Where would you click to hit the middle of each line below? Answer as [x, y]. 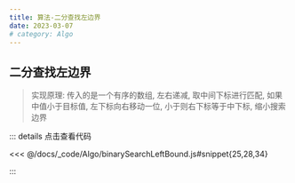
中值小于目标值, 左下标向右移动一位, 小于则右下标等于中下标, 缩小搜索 [158, 107]
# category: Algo [41, 34]
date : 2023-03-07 [41, 26]
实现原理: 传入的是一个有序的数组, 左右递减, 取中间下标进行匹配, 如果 [156, 95]
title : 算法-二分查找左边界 [55, 17]
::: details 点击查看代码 [50, 136]
